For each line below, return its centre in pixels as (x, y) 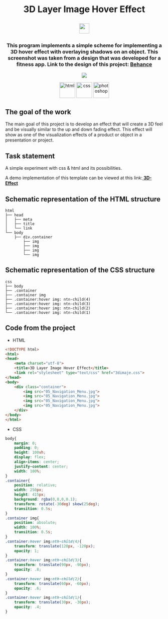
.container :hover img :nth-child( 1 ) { (43, 598)
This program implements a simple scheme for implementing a (84, 45)
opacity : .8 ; (28, 570)
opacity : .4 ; (28, 607)
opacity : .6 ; (28, 588)
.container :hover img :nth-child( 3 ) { (43, 560)
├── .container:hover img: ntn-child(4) (48, 299)
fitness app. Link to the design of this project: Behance (84, 64)
